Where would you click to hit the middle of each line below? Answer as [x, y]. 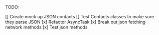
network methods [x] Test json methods [46, 27]
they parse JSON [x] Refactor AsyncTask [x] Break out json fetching [75, 22]
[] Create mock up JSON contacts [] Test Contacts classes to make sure [80, 17]
